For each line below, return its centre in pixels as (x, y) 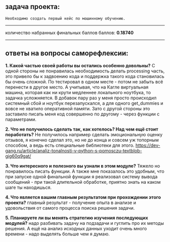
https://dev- (148, 145)
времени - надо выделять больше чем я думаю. (57, 234)
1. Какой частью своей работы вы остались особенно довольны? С (80, 65)
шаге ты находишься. (29, 187)
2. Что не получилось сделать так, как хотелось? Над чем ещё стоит (82, 129)
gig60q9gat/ (18, 156)
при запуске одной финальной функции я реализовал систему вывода (81, 176)
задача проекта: (33, 7)
